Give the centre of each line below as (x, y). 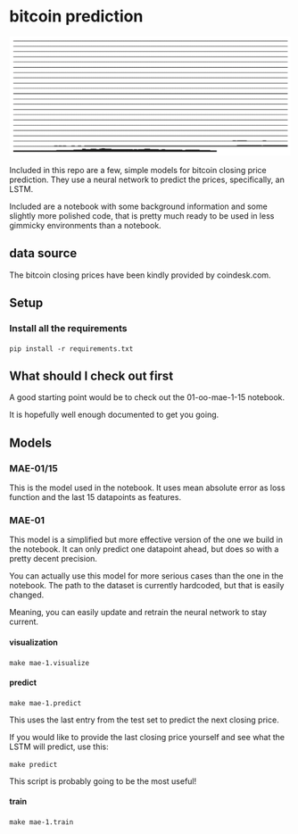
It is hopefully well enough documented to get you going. (114, 415)
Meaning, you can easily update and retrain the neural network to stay (138, 613)
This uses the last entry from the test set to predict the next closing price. (144, 720)
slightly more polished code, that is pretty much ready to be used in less (142, 216)
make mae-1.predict (46, 703)
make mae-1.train (41, 822)
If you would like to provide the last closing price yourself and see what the (147, 737)
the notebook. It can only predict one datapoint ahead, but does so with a (144, 549)
